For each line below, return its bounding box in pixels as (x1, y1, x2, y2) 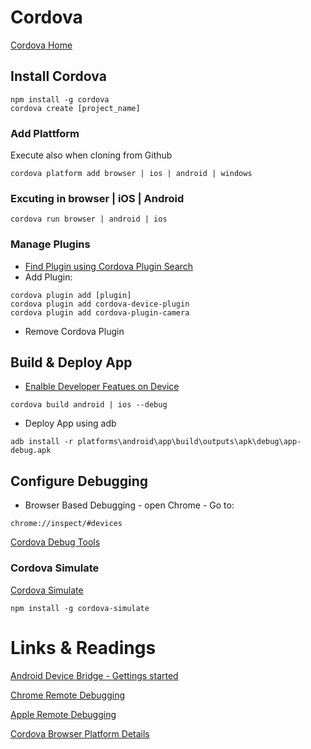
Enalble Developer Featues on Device (24, 381, 180, 393)
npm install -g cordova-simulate (10, 603, 150, 613)
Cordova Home (10, 39, 73, 51)
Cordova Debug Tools (10, 536, 101, 548)
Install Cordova (10, 68, 107, 85)
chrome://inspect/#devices (10, 519, 123, 529)
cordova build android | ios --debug (10, 400, 168, 410)
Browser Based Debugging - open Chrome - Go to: (24, 499, 235, 511)
